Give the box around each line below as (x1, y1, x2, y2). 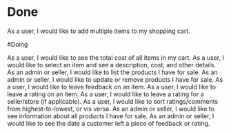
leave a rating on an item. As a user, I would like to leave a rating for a (7, 90, 205, 98)
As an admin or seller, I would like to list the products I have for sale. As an (7, 68, 219, 76)
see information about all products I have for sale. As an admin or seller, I (7, 111, 214, 120)
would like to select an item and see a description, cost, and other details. (7, 60, 216, 69)
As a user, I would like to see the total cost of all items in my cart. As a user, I (7, 53, 224, 62)
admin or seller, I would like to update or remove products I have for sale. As (7, 75, 223, 83)
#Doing (7, 40, 28, 48)
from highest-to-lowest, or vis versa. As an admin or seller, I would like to (7, 104, 215, 113)
